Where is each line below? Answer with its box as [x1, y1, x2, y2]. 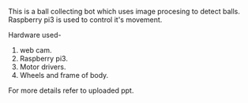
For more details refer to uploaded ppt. [8, 86, 134, 95]
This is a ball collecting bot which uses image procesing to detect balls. [8, 7, 241, 16]
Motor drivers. [19, 62, 66, 72]
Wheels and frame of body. [19, 71, 109, 79]
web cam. [19, 46, 52, 54]
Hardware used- [8, 31, 62, 39]
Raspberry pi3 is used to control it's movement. [8, 15, 163, 24]
